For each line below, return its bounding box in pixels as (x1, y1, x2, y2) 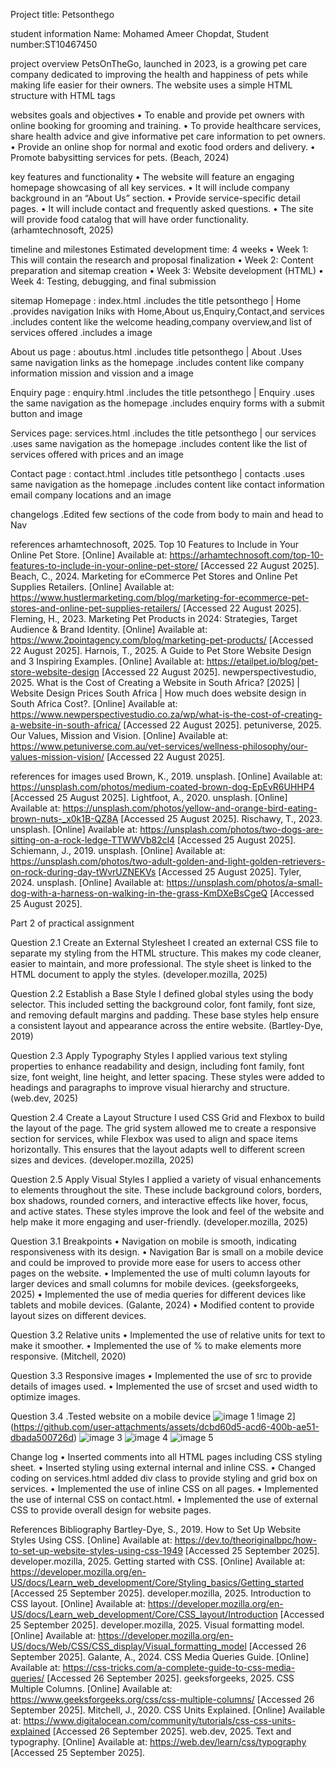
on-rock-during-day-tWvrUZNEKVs (10, 866, 157, 878)
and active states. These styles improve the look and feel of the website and (10, 1205, 325, 1217)
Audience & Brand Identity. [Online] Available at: (10, 624, 208, 635)
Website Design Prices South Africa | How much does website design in (10, 687, 307, 699)
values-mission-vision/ (10, 751, 105, 763)
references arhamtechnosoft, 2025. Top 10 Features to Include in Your (10, 539, 299, 550)
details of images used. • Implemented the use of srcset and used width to (10, 1380, 318, 1392)
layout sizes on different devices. (10, 1310, 147, 1321)
